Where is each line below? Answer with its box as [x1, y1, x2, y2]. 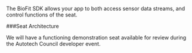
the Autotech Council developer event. [6, 41, 101, 47]
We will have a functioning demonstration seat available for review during [6, 34, 187, 41]
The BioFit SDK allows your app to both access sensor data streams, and [6, 5, 185, 12]
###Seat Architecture [6, 23, 60, 29]
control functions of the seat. [6, 11, 78, 18]
